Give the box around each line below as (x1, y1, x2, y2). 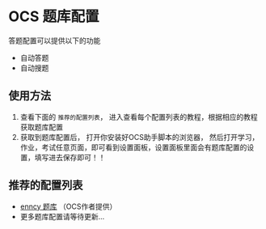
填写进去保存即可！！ (34, 152, 106, 162)
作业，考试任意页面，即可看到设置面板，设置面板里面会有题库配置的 (19, 142, 247, 152)
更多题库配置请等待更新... (19, 211, 105, 221)
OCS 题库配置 (8, 7, 99, 26)
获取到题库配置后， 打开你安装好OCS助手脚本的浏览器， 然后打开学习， (19, 132, 260, 142)
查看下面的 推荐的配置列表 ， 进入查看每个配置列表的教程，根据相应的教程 (19, 112, 258, 121)
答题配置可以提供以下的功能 (8, 36, 101, 45)
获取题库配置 (19, 122, 63, 132)
